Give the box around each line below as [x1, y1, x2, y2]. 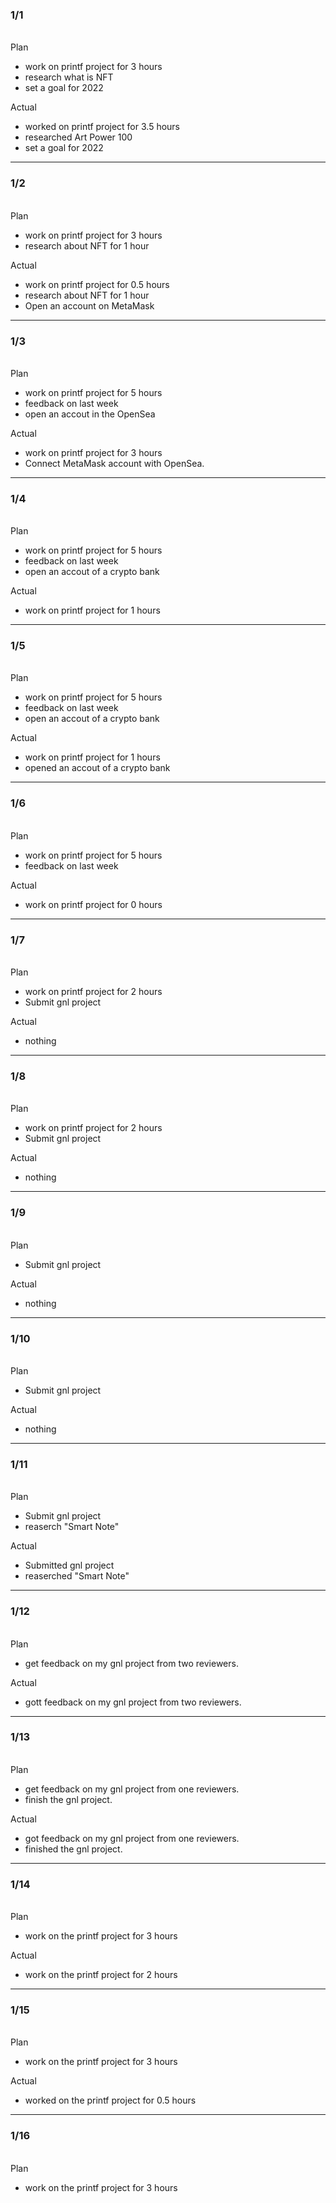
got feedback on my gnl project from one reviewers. [24, 1832, 240, 1844]
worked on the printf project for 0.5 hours [24, 2094, 197, 2107]
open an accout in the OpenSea [24, 408, 156, 420]
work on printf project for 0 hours [24, 898, 163, 910]
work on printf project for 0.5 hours [24, 278, 170, 290]
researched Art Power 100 [24, 131, 133, 143]
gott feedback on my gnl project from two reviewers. [24, 1696, 242, 1708]
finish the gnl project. [24, 1793, 113, 1805]
